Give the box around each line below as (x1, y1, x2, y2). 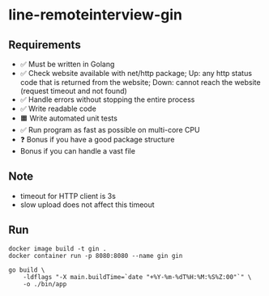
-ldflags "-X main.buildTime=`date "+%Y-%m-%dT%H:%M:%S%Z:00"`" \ (23, 273, 252, 281)
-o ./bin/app (23, 280, 67, 288)
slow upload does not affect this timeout (19, 200, 156, 209)
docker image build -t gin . (8, 244, 107, 252)
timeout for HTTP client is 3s (19, 191, 116, 201)
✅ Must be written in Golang (19, 59, 115, 69)
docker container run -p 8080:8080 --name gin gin (8, 252, 183, 260)
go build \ (8, 265, 45, 274)
